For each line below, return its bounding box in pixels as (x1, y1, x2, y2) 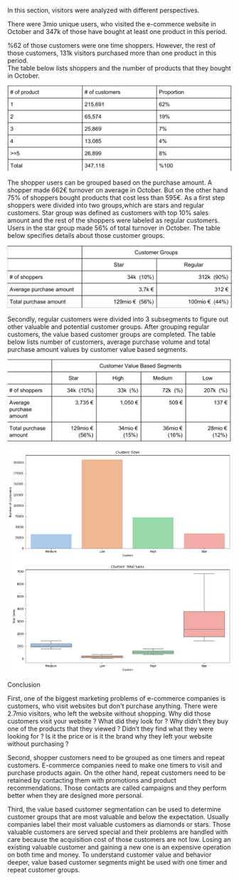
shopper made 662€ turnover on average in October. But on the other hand (7, 185, 228, 194)
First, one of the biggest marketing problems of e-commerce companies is (7, 694, 226, 702)
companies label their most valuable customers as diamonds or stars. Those (7, 820, 231, 828)
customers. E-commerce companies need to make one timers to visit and (7, 761, 223, 769)
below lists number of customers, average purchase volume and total (7, 338, 211, 346)
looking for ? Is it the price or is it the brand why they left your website (7, 731, 213, 740)
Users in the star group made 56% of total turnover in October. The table (7, 224, 221, 232)
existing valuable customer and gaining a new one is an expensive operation (7, 843, 231, 851)
